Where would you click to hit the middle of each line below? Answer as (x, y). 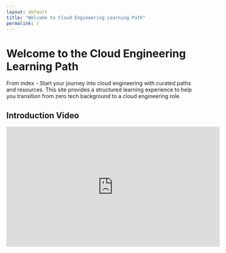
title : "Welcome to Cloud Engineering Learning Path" (76, 18)
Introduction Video (43, 116)
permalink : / (23, 23)
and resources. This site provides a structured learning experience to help (99, 90)
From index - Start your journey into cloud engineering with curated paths (99, 84)
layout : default (27, 12)
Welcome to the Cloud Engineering (96, 53)
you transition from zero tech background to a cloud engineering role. (94, 96)
